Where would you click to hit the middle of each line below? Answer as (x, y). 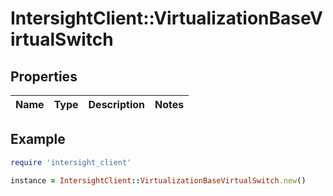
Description (116, 104)
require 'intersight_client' (71, 162)
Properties (44, 76)
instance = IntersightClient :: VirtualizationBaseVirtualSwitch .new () (158, 180)
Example (38, 139)
